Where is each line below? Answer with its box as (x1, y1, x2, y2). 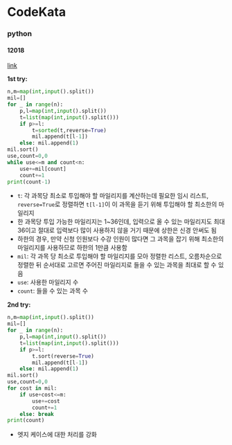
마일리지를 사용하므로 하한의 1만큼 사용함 (17, 244, 128, 252)
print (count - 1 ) (7, 178, 51, 185)
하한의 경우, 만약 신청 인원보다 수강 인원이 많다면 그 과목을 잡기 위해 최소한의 (17, 235, 224, 243)
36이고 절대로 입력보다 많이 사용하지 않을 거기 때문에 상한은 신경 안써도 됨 (17, 226, 217, 235)
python (7, 29, 33, 39)
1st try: (7, 75, 28, 83)
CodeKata (7, 4, 66, 20)
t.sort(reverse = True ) (32, 352, 95, 360)
